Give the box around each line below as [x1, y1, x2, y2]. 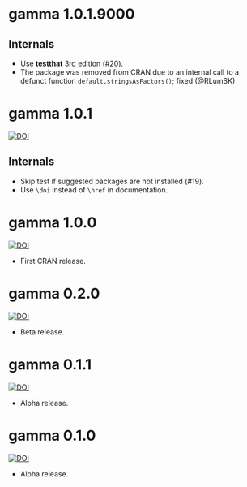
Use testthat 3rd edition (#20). [19, 58, 124, 68]
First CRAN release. [19, 256, 87, 265]
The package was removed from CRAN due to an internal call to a [19, 67, 240, 77]
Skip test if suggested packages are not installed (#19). [19, 176, 204, 186]
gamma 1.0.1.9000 [8, 5, 135, 24]
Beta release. [19, 326, 65, 337]
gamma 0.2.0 [8, 284, 100, 303]
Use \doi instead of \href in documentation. [19, 184, 168, 195]
